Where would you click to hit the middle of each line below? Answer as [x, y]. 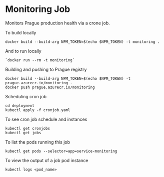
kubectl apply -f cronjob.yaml [38, 110]
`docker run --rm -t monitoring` [40, 60]
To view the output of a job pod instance [47, 160]
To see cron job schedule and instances [46, 119]
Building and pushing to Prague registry [46, 69]
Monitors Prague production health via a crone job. [57, 23]
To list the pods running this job [37, 142]
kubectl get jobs [23, 133]
